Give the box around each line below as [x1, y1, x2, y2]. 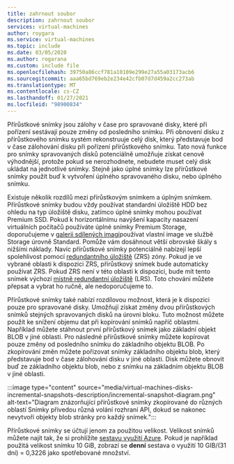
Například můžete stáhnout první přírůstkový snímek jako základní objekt [7, 325, 216, 334]
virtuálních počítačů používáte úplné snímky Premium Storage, [7, 223, 187, 231]
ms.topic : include [7, 43, 61, 50]
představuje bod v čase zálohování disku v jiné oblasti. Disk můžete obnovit [7, 354, 224, 363]
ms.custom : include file [7, 62, 79, 69]
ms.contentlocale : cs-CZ [7, 88, 79, 95]
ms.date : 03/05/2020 [7, 50, 68, 57]
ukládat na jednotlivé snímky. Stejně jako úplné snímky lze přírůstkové [7, 165, 208, 173]
